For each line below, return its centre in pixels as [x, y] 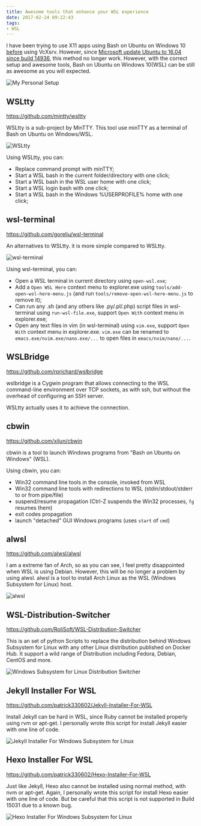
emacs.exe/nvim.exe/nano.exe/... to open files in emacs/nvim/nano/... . [103, 338]
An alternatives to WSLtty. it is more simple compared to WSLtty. [86, 246]
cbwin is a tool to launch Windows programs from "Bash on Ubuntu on [93, 452]
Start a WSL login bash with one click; [62, 188]
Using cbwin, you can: [34, 470]
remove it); [28, 300]
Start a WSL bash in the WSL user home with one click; [83, 182]
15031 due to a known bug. [39, 805]
